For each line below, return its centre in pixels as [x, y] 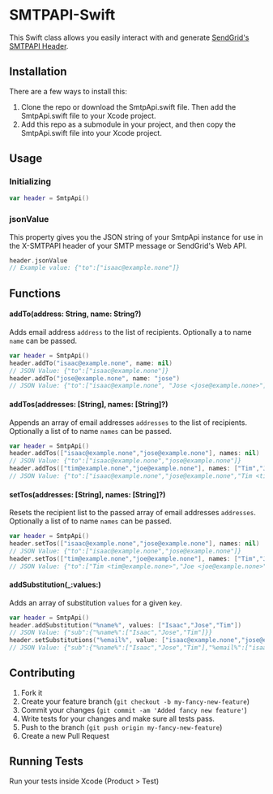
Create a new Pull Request [65, 735]
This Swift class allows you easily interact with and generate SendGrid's [129, 37]
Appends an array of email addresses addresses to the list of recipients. [128, 422]
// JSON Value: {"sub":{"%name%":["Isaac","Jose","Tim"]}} [111, 633]
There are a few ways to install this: [68, 91]
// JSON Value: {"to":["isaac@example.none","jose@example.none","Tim [131, 476]
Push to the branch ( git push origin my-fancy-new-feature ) [122, 727]
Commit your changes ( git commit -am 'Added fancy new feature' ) [134, 709]
